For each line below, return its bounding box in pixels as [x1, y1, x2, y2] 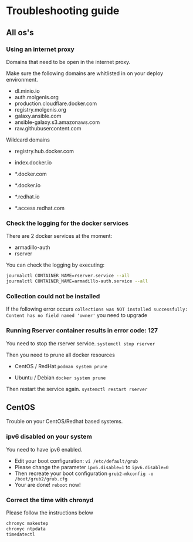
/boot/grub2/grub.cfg [14, 476, 67, 482]
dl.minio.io [14, 87, 40, 95]
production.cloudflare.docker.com [14, 100, 97, 107]
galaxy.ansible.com [14, 112, 62, 119]
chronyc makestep [6, 520, 49, 526]
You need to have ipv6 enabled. [6, 446, 83, 453]
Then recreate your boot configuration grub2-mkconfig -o [14, 470, 154, 477]
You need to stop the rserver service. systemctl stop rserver [6, 339, 155, 347]
